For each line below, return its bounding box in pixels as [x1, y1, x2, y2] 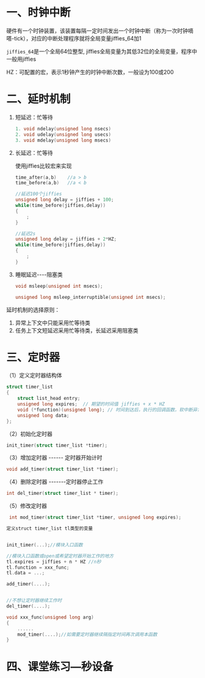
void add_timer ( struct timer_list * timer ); [6, 466, 119, 472]
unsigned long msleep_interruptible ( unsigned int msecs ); [15, 294, 166, 300]
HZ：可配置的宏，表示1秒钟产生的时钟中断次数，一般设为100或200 [6, 68, 174, 75]
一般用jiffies [6, 55, 37, 62]
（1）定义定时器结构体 [6, 372, 62, 379]
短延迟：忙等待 [15, 113, 53, 121]
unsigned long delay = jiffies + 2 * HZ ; [15, 236, 117, 243]
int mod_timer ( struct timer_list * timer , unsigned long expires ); [9, 514, 182, 521]
